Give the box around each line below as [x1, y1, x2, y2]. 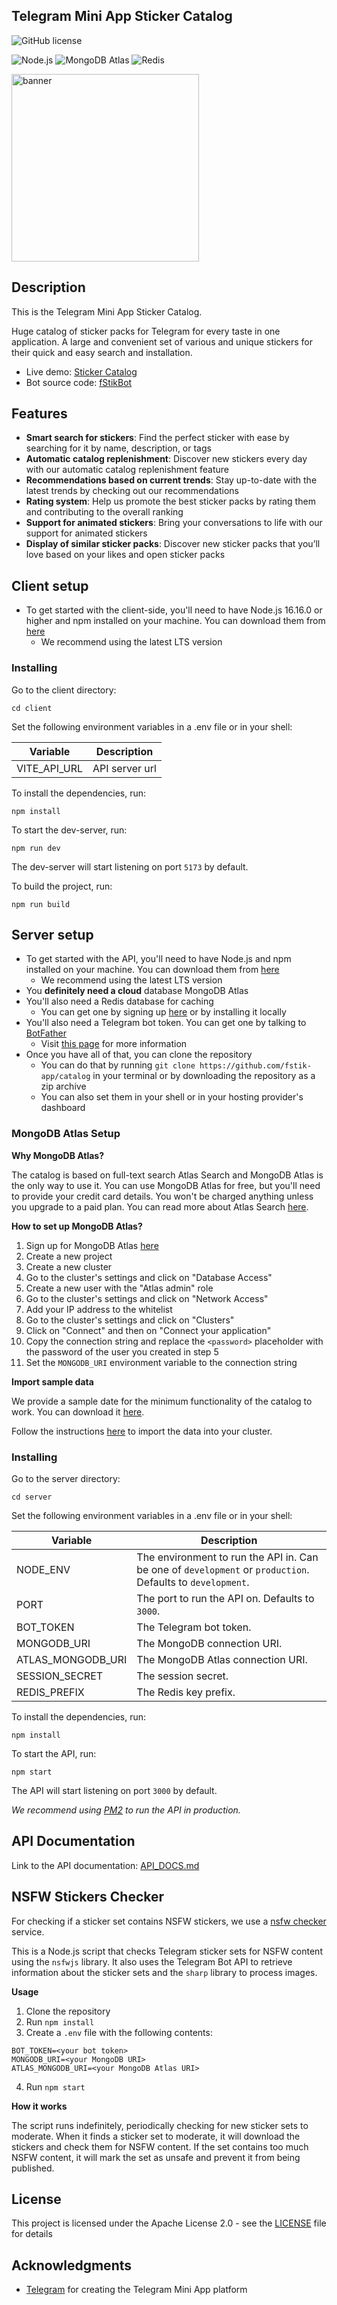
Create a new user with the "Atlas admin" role [25, 1282, 214, 1294]
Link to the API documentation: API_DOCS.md [11, 1859, 200, 1871]
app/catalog [40, 1072, 91, 1082]
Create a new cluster [25, 1260, 113, 1273]
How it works [11, 2100, 68, 2112]
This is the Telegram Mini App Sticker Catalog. [11, 305, 203, 318]
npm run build [11, 899, 71, 909]
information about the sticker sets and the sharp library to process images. [11, 1966, 318, 1978]
